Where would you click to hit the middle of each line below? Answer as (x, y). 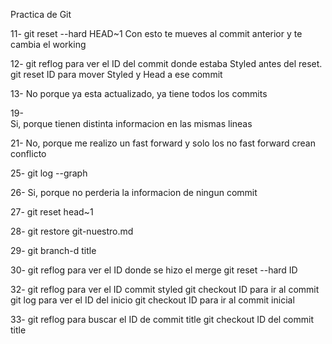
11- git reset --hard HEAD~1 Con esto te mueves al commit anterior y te (156, 33)
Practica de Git (41, 14)
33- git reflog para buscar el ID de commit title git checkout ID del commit (162, 319)
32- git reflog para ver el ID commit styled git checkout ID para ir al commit (165, 289)
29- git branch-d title (53, 250)
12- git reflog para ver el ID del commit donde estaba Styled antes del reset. (166, 63)
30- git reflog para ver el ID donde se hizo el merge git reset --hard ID (154, 270)
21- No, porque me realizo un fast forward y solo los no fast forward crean (163, 143)
